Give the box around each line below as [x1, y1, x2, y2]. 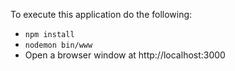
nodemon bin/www [24, 40, 93, 50]
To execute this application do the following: [10, 9, 193, 20]
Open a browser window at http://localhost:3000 [24, 49, 226, 61]
